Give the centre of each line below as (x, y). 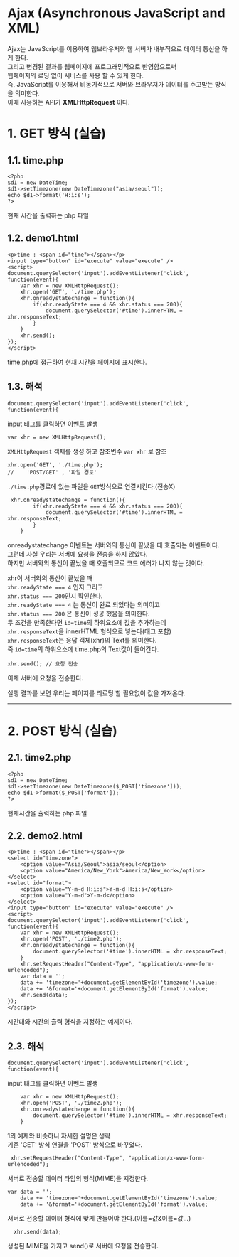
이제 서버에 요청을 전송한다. (46, 678)
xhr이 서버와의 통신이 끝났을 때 (50, 578)
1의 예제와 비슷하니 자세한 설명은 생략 (59, 1136)
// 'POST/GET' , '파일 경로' (52, 472)
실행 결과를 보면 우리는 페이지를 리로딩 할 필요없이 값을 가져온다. (97, 693)
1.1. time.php (36, 160)
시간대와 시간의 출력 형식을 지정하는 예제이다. (70, 1022)
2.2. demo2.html (45, 836)
